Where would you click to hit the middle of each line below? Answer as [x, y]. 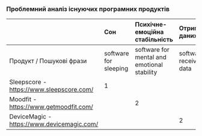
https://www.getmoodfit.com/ [51, 107]
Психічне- [151, 25]
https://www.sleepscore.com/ [51, 90]
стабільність [154, 40]
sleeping [116, 69]
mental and [151, 57]
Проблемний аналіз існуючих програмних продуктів [88, 9]
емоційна [149, 32]
